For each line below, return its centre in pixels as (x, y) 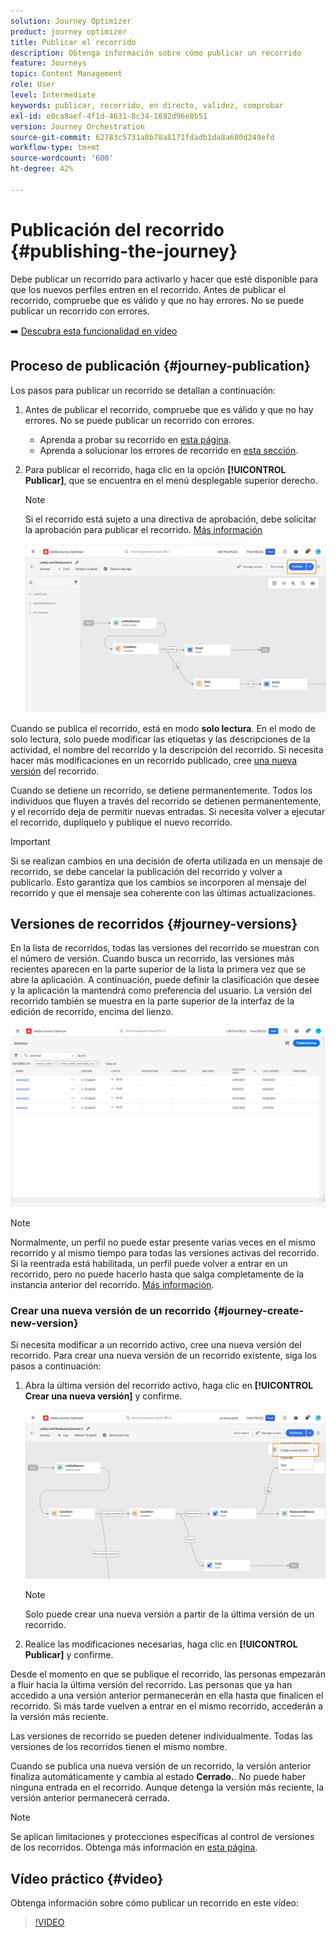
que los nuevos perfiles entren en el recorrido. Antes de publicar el (148, 289)
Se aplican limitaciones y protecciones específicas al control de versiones (162, 1837)
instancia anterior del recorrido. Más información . (112, 1284)
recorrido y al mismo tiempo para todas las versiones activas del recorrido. (165, 1252)
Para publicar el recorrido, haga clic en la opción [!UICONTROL (155, 469)
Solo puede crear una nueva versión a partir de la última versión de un (169, 1614)
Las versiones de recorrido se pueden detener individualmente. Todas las (161, 1736)
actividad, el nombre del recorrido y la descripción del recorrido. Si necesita (167, 749)
